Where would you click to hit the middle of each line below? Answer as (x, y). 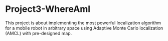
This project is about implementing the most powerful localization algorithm (83, 23)
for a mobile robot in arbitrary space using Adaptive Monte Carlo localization (84, 28)
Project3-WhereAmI (48, 9)
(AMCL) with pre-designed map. (39, 33)
